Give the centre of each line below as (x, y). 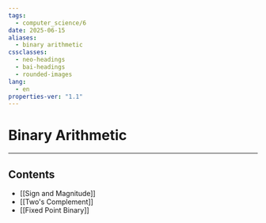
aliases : (23, 38)
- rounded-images (44, 74)
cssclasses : (28, 52)
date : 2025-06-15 (37, 30)
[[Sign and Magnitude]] (58, 193)
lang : (17, 81)
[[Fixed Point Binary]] (54, 210)
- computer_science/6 (51, 23)
